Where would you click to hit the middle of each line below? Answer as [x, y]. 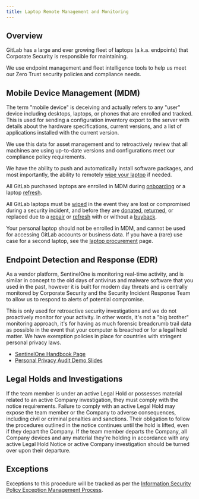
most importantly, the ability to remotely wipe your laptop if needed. [89, 175]
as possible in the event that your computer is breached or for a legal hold [97, 330]
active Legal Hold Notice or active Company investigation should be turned [98, 444]
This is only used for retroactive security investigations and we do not [91, 311]
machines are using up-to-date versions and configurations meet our [91, 151]
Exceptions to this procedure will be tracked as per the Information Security [99, 484]
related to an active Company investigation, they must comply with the [92, 400]
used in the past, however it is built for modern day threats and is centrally [97, 287]
